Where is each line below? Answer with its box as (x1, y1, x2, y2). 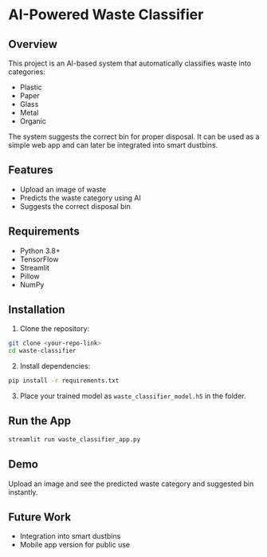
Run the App (8, 414, 72, 428)
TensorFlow (19, 254, 59, 264)
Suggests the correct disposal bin (19, 201, 132, 211)
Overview (8, 38, 58, 51)
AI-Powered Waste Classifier (8, 6, 204, 24)
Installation (8, 303, 65, 317)
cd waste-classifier (8, 347, 77, 355)
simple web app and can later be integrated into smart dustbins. (8, 140, 218, 149)
